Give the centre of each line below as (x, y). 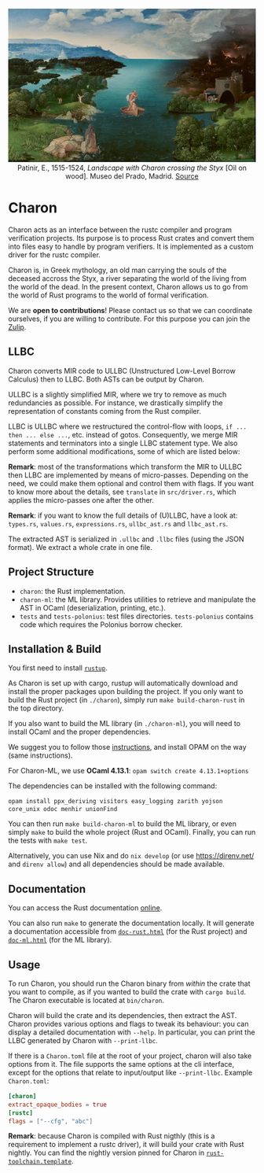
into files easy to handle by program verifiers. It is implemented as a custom (131, 246)
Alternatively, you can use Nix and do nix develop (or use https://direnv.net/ (131, 856)
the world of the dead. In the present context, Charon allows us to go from (128, 286)
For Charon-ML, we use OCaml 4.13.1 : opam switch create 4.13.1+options (128, 771)
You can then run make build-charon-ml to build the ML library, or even (123, 824)
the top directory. (36, 708)
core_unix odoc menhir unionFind (63, 810)
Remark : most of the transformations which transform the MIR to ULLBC (125, 467)
